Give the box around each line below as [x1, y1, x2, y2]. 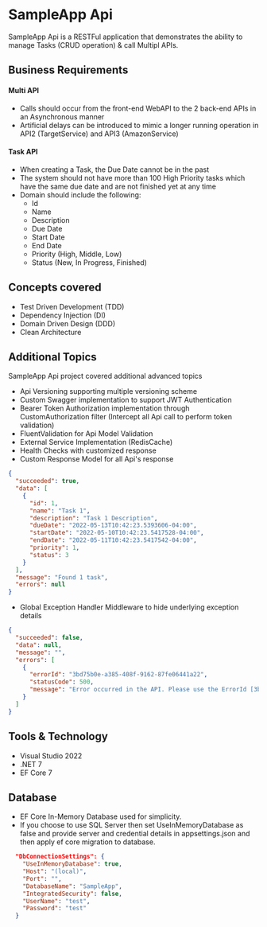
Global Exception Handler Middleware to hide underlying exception [19, 602, 239, 612]
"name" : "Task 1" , [29, 507, 91, 515]
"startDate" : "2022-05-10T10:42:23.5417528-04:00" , [29, 529, 204, 537]
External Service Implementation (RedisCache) [19, 438, 173, 447]
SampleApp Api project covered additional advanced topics [8, 372, 203, 381]
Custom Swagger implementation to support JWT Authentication [19, 395, 232, 405]
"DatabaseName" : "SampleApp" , [22, 882, 123, 890]
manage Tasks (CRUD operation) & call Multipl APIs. [8, 40, 179, 49]
